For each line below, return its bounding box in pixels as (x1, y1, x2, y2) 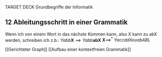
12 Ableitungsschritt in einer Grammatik (5, 18, 128, 26)
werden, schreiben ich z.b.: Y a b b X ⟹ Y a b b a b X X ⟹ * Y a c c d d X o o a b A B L (5, 36, 150, 43)
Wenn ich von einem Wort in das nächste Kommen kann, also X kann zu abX (5, 31, 158, 37)
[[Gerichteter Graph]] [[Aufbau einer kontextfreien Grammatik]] (5, 46, 131, 53)
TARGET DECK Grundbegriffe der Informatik (5, 4, 93, 10)
